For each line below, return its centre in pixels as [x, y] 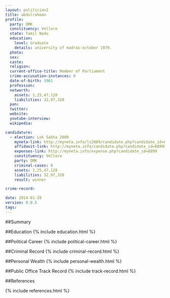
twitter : [19, 109]
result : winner [30, 180]
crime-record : [20, 189]
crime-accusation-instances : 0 [43, 76]
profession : [23, 85]
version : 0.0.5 [21, 203]
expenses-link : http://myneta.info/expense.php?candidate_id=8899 [86, 151]
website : [19, 114]
